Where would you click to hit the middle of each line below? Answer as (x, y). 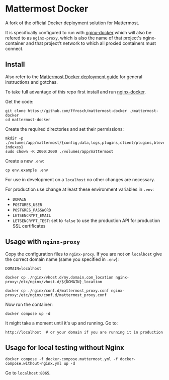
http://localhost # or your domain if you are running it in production (84, 332)
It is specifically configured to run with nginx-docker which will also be (78, 32)
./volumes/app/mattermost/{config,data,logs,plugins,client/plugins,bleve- (86, 143)
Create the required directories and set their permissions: (65, 129)
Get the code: (19, 101)
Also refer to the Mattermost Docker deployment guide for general (74, 77)
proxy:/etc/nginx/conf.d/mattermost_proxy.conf (56, 295)
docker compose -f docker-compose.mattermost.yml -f (62, 359)
